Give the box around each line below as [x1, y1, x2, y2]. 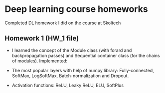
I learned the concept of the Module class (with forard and [11, 47, 132, 53]
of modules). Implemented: [11, 58, 68, 64]
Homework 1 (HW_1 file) [4, 34, 79, 43]
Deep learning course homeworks [4, 3, 148, 15]
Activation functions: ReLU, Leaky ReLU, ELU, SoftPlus [11, 82, 124, 88]
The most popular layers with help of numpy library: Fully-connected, [11, 67, 154, 73]
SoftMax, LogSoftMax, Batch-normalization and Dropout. [11, 73, 129, 79]
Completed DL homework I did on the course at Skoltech [4, 20, 121, 26]
